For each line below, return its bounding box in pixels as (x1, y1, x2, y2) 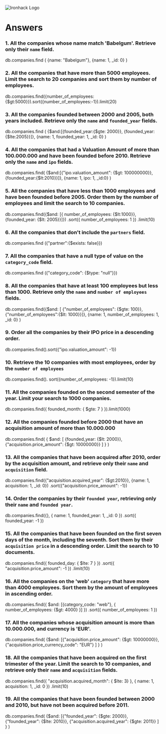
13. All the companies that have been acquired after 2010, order (5, 454, 161, 461)
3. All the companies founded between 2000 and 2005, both (5, 111, 154, 118)
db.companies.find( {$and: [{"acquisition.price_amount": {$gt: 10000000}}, (5, 637, 160, 643)
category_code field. (5, 259, 53, 266)
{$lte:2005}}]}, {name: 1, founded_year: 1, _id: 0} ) (5, 134, 107, 140)
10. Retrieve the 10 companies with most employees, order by (5, 359, 156, 366)
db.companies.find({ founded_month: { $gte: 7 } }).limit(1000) (5, 406, 131, 412)
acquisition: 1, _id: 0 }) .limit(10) (5, 683, 68, 689)
